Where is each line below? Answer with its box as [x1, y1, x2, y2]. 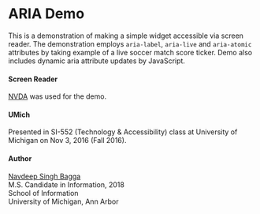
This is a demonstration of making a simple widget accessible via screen [8, 31, 244, 40]
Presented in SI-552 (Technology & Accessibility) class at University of [8, 127, 238, 137]
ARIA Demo [8, 5, 85, 23]
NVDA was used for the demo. [8, 92, 107, 101]
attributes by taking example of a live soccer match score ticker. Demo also [8, 47, 253, 57]
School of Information [8, 188, 79, 197]
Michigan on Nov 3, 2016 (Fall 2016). [8, 136, 127, 145]
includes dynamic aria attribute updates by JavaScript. [8, 56, 185, 66]
